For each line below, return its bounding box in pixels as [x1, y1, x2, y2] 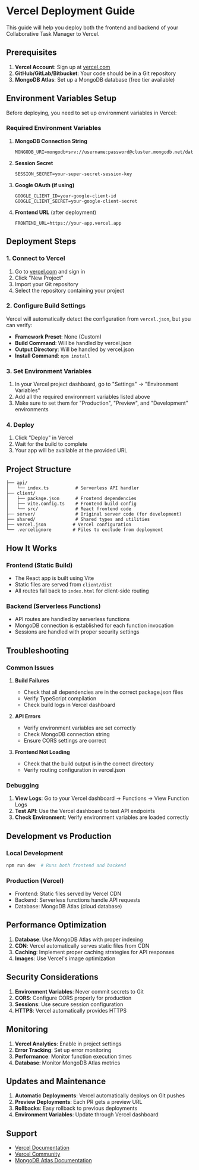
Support [6, 1128, 37, 1138]
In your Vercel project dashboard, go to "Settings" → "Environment [14, 380, 178, 388]
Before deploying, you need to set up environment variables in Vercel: [6, 109, 177, 116]
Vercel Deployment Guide [6, 4, 135, 18]
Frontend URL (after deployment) [14, 209, 97, 216]
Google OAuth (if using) [14, 181, 75, 188]
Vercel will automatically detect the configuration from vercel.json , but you [6, 315, 191, 322]
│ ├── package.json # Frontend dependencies [6, 496, 137, 502]
